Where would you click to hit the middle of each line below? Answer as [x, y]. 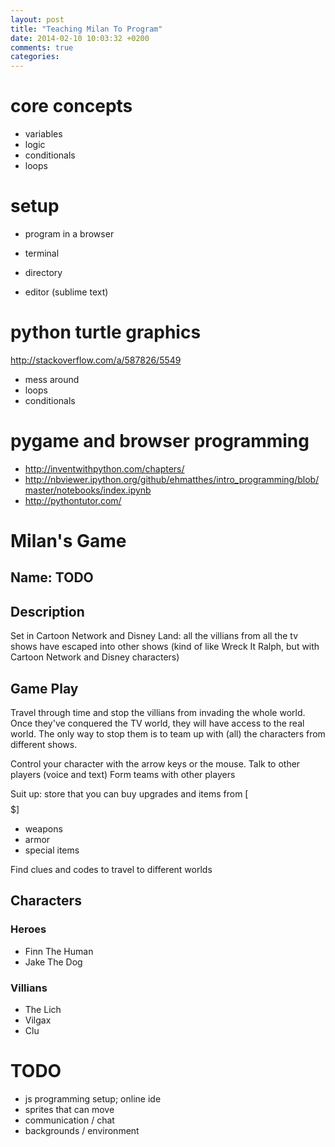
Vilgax [38, 1020]
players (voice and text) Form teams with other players [123, 775]
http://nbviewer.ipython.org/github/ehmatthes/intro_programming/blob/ [172, 479]
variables [43, 134]
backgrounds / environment [82, 1130]
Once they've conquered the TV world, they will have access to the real [157, 723]
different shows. [44, 745]
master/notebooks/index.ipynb [88, 490]
